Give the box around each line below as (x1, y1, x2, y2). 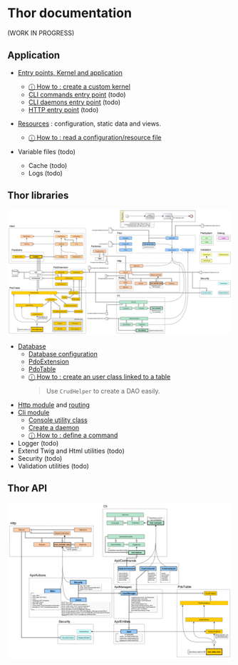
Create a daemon (28, 424, 80, 432)
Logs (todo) (28, 169, 63, 177)
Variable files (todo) (17, 147, 76, 156)
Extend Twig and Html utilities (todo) (17, 446, 125, 455)
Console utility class (28, 416, 88, 424)
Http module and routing (17, 401, 90, 409)
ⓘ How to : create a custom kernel (28, 82, 130, 91)
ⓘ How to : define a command (28, 431, 118, 440)
